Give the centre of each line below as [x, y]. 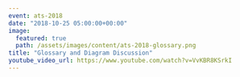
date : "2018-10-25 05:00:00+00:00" [68, 23]
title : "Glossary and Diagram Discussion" [81, 53]
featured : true [41, 38]
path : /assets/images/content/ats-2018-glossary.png [106, 46]
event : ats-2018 [35, 16]
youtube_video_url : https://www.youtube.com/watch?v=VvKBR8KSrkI [120, 61]
